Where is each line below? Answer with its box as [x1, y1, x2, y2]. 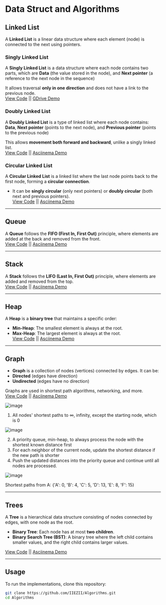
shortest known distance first [12, 442, 72, 448]
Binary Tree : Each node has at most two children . [12, 528, 115, 534]
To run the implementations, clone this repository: [5, 581, 106, 587]
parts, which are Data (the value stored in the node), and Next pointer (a [5, 70, 153, 76]
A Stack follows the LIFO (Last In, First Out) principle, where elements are [5, 273, 156, 279]
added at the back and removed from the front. [5, 236, 101, 242]
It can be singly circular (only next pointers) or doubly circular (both [12, 188, 153, 194]
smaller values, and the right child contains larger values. [12, 539, 128, 545]
